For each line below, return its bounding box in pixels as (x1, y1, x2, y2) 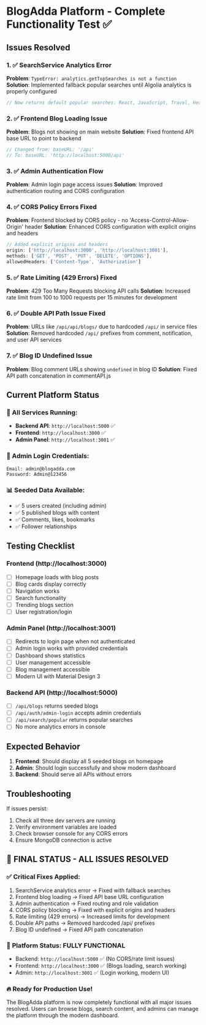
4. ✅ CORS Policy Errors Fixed (6, 203, 97, 212)
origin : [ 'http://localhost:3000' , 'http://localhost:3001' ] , (6, 247, 169, 253)
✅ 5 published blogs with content (15, 509, 100, 516)
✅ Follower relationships (15, 523, 77, 530)
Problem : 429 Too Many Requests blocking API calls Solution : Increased (6, 287, 191, 295)
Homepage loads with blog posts (15, 573, 99, 580)
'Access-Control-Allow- (129, 216, 189, 224)
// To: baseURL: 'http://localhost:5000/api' (6, 152, 124, 158)
